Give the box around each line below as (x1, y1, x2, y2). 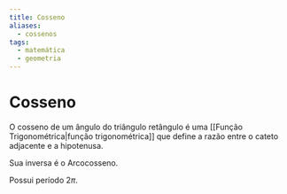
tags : (9, 37, 29, 47)
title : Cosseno (9, 12, 66, 22)
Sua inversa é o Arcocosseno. (9, 157, 119, 168)
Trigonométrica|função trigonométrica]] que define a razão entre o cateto (9, 130, 279, 142)
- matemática (17, 46, 66, 55)
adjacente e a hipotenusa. (9, 140, 104, 151)
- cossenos (17, 29, 58, 38)
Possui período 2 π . (9, 175, 78, 185)
